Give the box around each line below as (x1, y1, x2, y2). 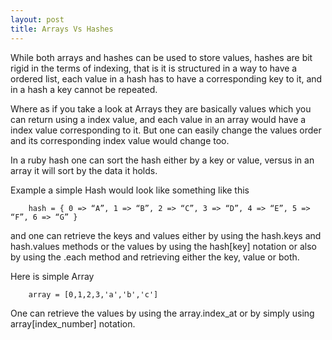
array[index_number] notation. (10, 317, 136, 330)
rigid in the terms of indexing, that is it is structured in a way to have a (10, 62, 298, 74)
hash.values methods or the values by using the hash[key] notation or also (10, 240, 318, 252)
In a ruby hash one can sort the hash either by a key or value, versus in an (10, 154, 315, 166)
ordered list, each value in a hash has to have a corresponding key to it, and (10, 72, 323, 85)
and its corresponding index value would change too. (10, 134, 230, 146)
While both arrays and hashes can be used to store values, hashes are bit (10, 51, 313, 63)
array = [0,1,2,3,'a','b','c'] (28, 289, 159, 300)
